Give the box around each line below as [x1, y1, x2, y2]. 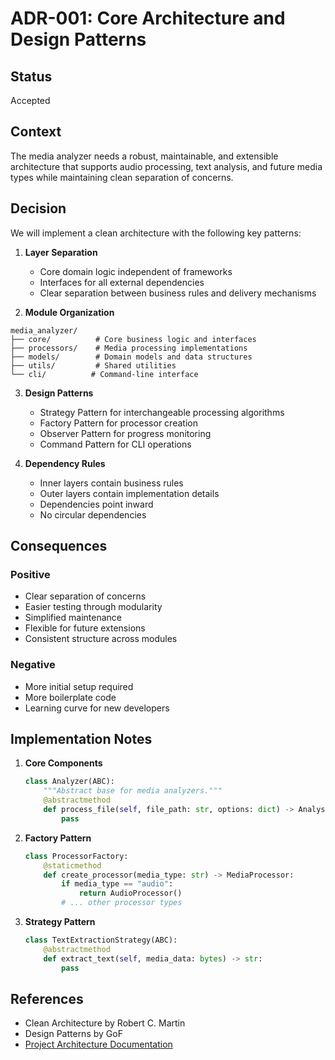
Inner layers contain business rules [39, 477, 184, 489]
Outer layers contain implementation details [39, 487, 220, 499]
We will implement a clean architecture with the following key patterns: [10, 227, 302, 239]
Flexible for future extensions [24, 622, 146, 634]
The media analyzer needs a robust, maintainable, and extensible [10, 150, 279, 162]
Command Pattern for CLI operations [39, 438, 192, 450]
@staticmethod [43, 860, 102, 871]
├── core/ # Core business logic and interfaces [10, 334, 257, 344]
